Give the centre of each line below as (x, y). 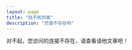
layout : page (23, 12)
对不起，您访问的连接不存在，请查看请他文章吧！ (67, 41)
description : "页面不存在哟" (40, 23)
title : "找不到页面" (30, 17)
